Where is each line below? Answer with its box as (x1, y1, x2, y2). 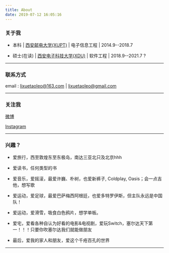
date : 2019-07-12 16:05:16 (5, 12, 62, 17)
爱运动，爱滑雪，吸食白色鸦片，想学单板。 (12, 209, 101, 215)
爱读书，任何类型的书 (12, 164, 57, 171)
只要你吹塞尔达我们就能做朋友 (30, 226, 92, 232)
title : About (5, 7, 33, 13)
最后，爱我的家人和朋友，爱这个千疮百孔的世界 (12, 237, 110, 243)
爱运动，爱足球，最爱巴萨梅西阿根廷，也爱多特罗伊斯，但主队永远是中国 (12, 192, 162, 199)
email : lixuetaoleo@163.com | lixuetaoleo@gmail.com (5, 83, 117, 89)
